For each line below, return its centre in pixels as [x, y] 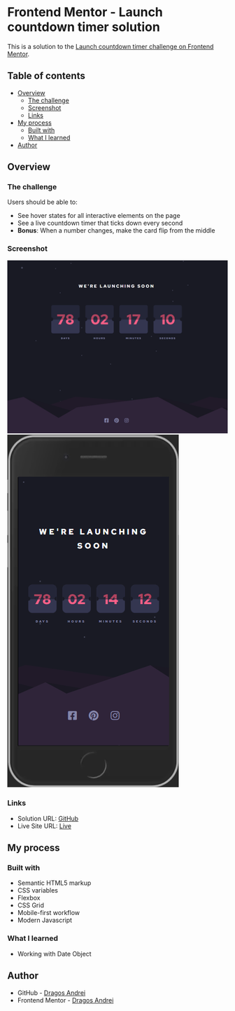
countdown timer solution [84, 27]
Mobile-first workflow [49, 913]
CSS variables [37, 890]
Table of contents [46, 76]
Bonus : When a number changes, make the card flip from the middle [116, 231]
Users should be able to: [43, 202]
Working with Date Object [55, 954]
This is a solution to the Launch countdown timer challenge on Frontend [111, 46]
